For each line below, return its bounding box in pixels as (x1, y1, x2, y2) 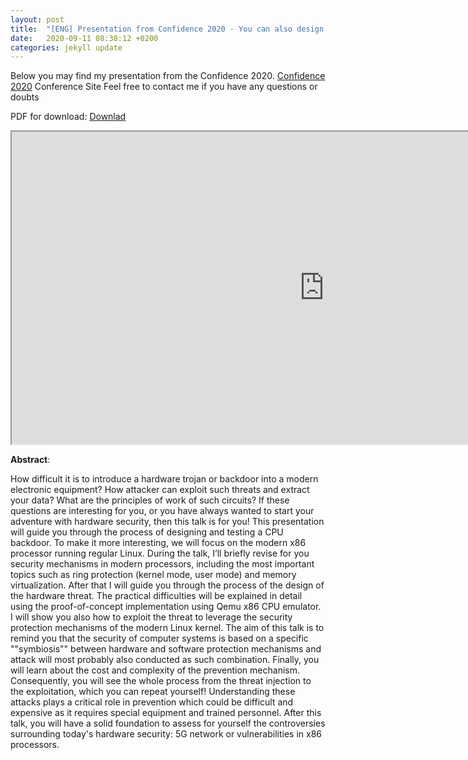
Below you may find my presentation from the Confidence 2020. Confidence (10, 70, 326, 82)
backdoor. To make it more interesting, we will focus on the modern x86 (10, 537, 307, 549)
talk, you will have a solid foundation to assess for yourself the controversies (10, 717, 326, 730)
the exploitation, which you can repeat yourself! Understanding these (10, 686, 296, 698)
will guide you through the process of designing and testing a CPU (10, 526, 284, 538)
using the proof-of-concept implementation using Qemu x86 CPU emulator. (10, 601, 322, 613)
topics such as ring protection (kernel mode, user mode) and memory (10, 569, 297, 581)
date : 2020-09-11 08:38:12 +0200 (10, 33, 159, 43)
